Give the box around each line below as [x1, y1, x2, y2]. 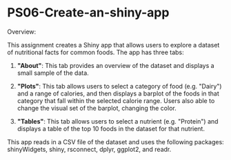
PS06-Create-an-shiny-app [7, 5, 170, 21]
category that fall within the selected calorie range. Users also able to [17, 96, 215, 104]
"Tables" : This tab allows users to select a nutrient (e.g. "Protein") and [17, 117, 219, 125]
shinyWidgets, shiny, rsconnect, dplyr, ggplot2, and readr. [7, 145, 172, 153]
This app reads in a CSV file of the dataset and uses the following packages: [7, 137, 224, 146]
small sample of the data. [17, 69, 90, 77]
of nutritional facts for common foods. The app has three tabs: [7, 48, 184, 56]
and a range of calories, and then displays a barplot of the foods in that [17, 89, 219, 98]
